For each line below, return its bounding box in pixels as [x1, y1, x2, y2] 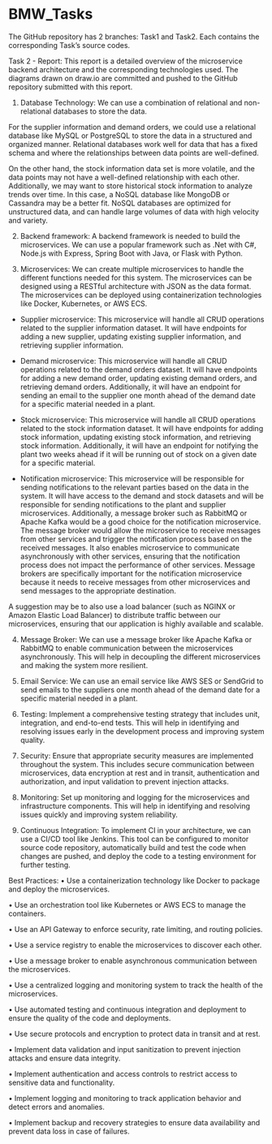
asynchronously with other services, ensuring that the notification [19, 551, 241, 561]
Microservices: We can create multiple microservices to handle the [19, 264, 244, 274]
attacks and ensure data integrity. [8, 1053, 121, 1063]
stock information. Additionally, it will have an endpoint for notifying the [19, 440, 259, 451]
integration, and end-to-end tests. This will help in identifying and [19, 718, 240, 727]
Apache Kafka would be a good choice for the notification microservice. [19, 516, 261, 526]
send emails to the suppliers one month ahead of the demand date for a [19, 684, 261, 694]
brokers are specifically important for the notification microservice [19, 568, 242, 578]
